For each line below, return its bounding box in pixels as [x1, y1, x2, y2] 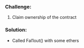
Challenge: [5, 3, 32, 10]
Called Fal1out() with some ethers [12, 37, 79, 43]
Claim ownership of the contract [12, 15, 77, 20]
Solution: [5, 27, 27, 33]
